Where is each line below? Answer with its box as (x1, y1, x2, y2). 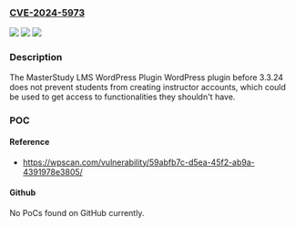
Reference (9, 137, 50, 148)
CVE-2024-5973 (9, 6, 85, 19)
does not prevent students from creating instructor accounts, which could (9, 81, 287, 92)
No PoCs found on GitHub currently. (9, 207, 145, 218)
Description (9, 51, 63, 64)
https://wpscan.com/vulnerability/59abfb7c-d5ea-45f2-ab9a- (22, 157, 255, 168)
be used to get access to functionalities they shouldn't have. (9, 91, 236, 102)
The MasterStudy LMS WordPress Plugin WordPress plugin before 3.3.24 (9, 71, 284, 83)
